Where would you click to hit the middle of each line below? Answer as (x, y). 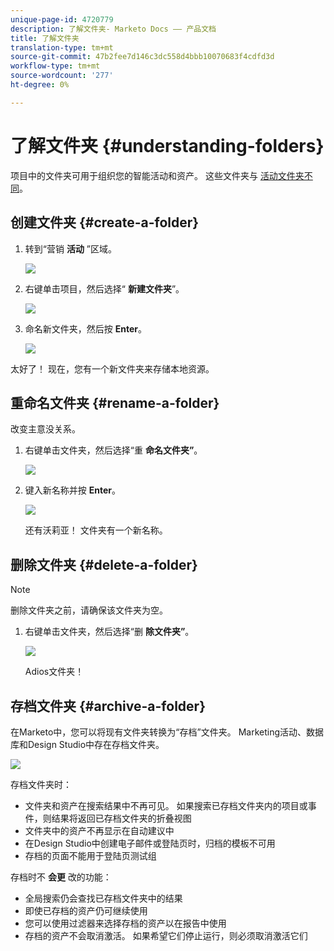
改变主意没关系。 (45, 429)
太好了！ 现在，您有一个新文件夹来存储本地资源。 (112, 368)
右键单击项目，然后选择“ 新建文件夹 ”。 (104, 288)
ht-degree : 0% (40, 85)
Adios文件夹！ (54, 672)
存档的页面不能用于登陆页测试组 (90, 855)
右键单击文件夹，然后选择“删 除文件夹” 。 (109, 632)
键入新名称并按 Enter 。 (72, 490)
